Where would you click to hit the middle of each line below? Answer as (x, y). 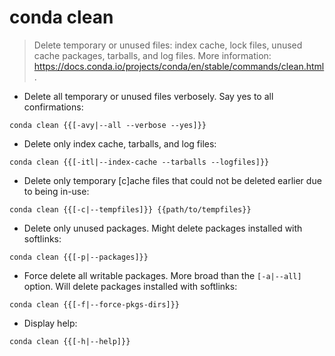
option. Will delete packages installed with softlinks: (130, 286)
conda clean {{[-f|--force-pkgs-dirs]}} (95, 304)
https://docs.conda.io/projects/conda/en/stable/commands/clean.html (179, 66)
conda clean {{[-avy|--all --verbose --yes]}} (108, 125)
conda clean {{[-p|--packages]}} (79, 257)
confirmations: (53, 107)
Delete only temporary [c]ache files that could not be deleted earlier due (172, 180)
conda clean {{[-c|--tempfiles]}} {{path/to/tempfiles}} (130, 209)
